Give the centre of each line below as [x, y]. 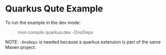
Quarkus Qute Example [54, 9]
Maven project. [21, 47]
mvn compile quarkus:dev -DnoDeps [55, 32]
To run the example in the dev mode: [43, 22]
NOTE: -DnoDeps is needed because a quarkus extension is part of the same [83, 42]
